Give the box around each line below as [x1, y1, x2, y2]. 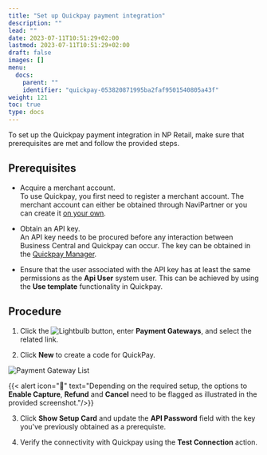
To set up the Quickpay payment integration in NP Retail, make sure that [8, 130, 245, 140]
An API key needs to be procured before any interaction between [19, 232, 234, 242]
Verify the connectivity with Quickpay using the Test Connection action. [19, 437, 257, 447]
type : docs [8, 109, 45, 117]
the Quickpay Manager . [19, 249, 97, 259]
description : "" [8, 19, 62, 27]
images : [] [8, 57, 45, 65]
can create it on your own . [19, 208, 106, 218]
